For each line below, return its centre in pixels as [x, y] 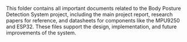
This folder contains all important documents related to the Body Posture [93, 8]
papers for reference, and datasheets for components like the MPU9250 [93, 20]
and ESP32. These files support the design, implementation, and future [91, 26]
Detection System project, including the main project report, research [89, 14]
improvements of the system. [41, 33]
